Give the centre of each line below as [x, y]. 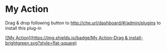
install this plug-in [23, 28]
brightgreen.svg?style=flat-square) [41, 43]
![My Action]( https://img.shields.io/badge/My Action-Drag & [67, 38]
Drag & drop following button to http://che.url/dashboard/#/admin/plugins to [83, 23]
